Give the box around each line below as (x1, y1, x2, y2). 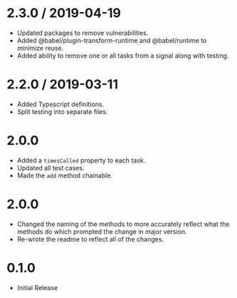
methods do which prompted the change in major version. (16, 227, 187, 236)
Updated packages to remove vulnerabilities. (16, 29, 149, 37)
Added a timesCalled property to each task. (16, 155, 146, 165)
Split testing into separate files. (16, 107, 108, 115)
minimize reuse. (16, 43, 64, 52)
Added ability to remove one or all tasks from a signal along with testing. (16, 51, 229, 60)
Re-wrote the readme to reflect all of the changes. (16, 235, 164, 243)
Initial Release (16, 283, 58, 292)
